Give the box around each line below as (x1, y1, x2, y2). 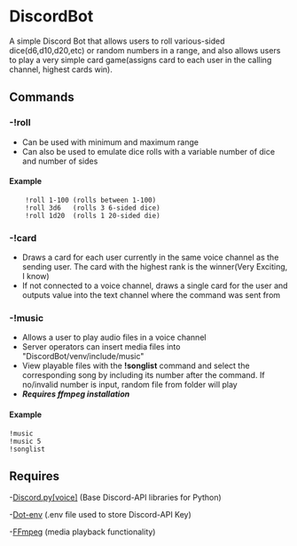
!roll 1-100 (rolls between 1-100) (25, 196, 157, 205)
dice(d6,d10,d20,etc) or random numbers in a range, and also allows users (9, 44, 281, 55)
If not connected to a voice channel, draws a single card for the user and (21, 280, 288, 291)
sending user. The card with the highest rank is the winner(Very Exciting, (21, 261, 288, 272)
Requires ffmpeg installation (21, 389, 130, 399)
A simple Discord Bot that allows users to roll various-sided (9, 36, 225, 46)
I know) (21, 271, 51, 282)
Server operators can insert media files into (21, 341, 181, 352)
